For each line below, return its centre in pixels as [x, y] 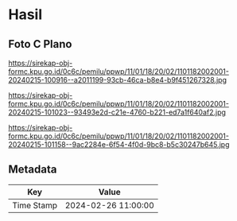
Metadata [33, 170]
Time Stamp [35, 205]
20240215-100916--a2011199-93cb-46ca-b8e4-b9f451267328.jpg [117, 80]
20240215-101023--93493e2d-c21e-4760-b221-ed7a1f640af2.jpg [117, 112]
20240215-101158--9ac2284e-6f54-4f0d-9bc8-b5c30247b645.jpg [119, 144]
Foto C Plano [40, 44]
